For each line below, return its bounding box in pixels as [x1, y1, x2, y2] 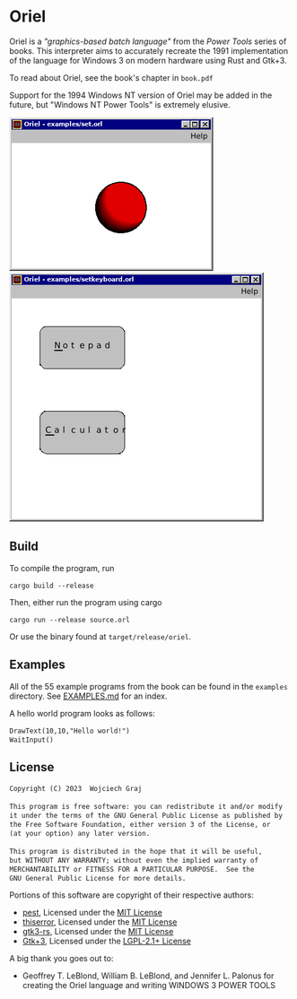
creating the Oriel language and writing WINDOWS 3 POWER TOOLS [22, 980, 276, 991]
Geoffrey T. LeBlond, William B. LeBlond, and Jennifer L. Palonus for [22, 970, 275, 981]
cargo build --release [9, 581, 94, 590]
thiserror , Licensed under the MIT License [22, 916, 178, 927]
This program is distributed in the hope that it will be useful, [9, 847, 263, 856]
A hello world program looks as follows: [9, 708, 155, 718]
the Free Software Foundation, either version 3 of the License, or [9, 821, 271, 830]
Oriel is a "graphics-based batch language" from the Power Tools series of [9, 36, 287, 47]
